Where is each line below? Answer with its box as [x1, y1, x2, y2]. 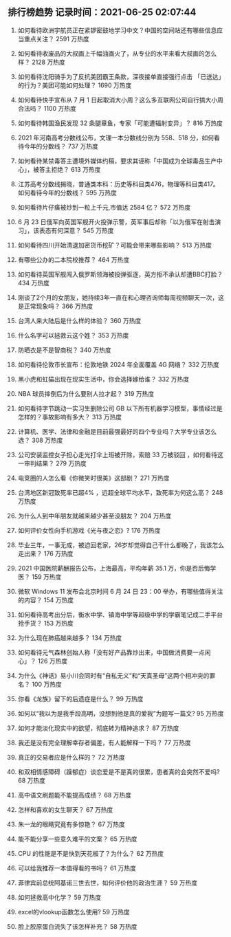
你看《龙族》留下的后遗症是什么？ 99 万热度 [17, 694, 144, 703]
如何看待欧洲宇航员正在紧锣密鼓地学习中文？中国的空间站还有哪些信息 [17, 26, 217, 34]
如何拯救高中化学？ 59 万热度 [17, 893, 102, 901]
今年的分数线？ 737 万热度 [23, 142, 98, 150]
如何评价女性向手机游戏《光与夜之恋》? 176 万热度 [17, 526, 161, 534]
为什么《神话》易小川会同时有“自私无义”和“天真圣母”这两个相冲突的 [17, 671, 210, 679]
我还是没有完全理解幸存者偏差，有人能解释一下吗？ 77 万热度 [17, 738, 191, 747]
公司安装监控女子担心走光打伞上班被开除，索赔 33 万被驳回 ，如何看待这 [17, 450, 223, 459]
